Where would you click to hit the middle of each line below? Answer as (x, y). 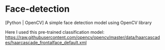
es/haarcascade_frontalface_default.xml (46, 42)
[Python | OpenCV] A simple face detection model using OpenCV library (79, 23)
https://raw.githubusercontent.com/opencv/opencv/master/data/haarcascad (82, 37)
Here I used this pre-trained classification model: (55, 32)
